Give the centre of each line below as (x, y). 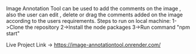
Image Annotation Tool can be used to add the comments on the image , (94, 9)
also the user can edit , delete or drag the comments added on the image (95, 15)
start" (13, 33)
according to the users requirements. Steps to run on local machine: (89, 21)
